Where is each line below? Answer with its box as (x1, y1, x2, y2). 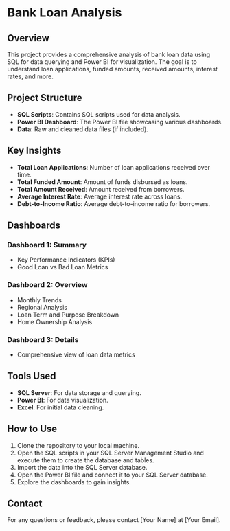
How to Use (7, 423, 58, 435)
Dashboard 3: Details (7, 335, 79, 344)
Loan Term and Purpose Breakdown (16, 310, 119, 319)
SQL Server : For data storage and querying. (16, 388, 142, 396)
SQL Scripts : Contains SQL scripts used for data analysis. (16, 110, 181, 118)
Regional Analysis (16, 303, 67, 311)
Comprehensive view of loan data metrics (16, 350, 135, 359)
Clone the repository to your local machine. (16, 441, 139, 449)
